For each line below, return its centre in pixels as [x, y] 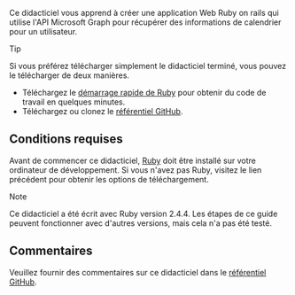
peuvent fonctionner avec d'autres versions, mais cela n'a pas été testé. [141, 223]
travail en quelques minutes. [74, 102]
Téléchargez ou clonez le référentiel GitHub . [102, 111]
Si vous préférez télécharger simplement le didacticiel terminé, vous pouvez [147, 66]
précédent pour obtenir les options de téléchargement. [109, 179]
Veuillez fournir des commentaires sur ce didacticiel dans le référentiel [138, 272]
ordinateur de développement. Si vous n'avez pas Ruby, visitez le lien [136, 170]
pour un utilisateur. [43, 31]
